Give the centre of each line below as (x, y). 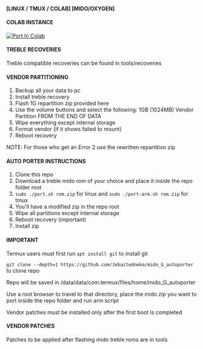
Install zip (27, 226)
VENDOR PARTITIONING (37, 77)
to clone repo (23, 270)
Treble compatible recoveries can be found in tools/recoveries (84, 63)
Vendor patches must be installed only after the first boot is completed (95, 312)
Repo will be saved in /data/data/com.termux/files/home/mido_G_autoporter (101, 282)
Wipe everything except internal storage (65, 123)
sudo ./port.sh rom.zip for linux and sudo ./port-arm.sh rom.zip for (101, 194)
